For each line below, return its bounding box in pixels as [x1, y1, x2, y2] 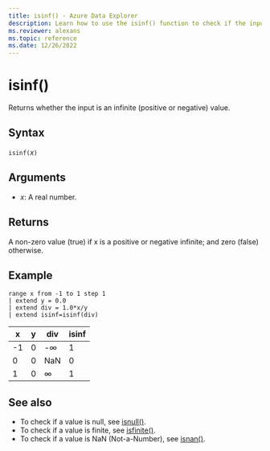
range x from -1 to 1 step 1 [8, 290, 106, 298]
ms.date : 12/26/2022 [8, 42, 78, 50]
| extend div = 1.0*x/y [8, 304, 88, 312]
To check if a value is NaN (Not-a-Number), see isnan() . [19, 434, 206, 444]
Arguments [8, 170, 67, 185]
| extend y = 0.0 [8, 297, 67, 305]
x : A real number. [19, 192, 77, 202]
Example [8, 269, 53, 282]
